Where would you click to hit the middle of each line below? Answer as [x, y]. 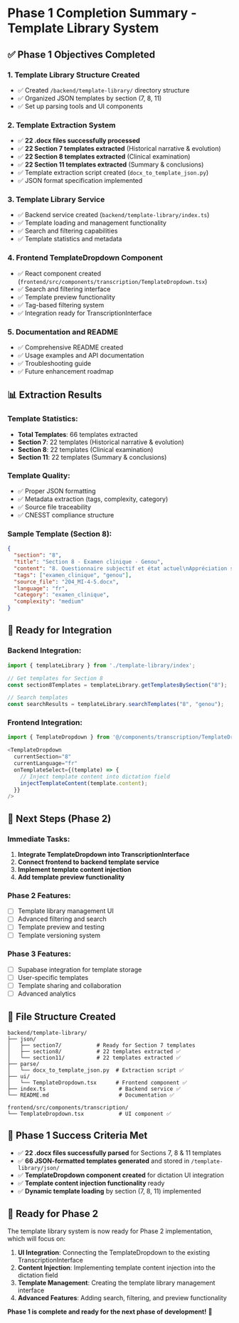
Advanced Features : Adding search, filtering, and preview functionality [122, 1297]
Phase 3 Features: [39, 954]
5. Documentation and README [63, 332]
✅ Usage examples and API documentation [81, 355]
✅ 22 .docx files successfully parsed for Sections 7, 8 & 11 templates [119, 1153]
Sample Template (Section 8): [60, 534]
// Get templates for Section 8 [55, 678]
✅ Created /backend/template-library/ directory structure [103, 90]
